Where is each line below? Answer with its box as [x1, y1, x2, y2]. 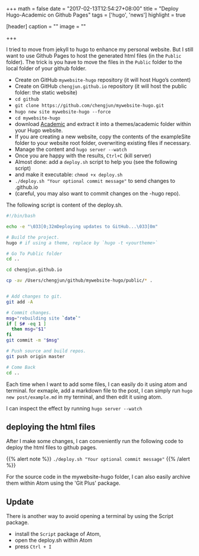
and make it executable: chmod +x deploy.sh [14, 171, 123, 178]
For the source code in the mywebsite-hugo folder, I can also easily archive [6, 473, 191, 481]
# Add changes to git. [6, 293, 62, 299]
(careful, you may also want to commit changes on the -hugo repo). [14, 190, 181, 197]
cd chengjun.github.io [6, 267, 62, 273]
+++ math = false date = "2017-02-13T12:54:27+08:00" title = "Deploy [6, 5, 179, 12]
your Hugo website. [14, 127, 64, 134]
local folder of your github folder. [6, 65, 87, 72]
